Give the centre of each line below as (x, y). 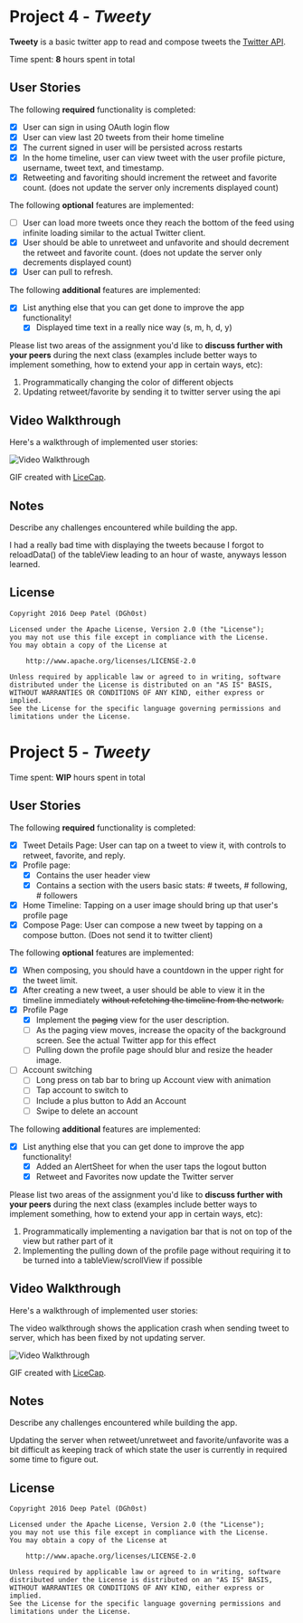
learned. (25, 564)
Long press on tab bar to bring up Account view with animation (153, 1080)
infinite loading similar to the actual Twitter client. (114, 233)
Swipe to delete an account (87, 1111)
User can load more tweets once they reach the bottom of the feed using (158, 223)
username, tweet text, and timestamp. (93, 168)
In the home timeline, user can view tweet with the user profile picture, (154, 157)
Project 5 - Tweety (80, 752)
